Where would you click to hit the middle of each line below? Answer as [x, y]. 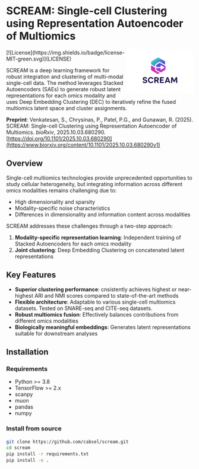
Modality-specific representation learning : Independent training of [98, 237]
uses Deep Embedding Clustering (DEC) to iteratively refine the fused [91, 101]
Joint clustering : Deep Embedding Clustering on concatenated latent [99, 250]
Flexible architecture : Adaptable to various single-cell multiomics [95, 302]
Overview [25, 163]
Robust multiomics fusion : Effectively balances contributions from [97, 314]
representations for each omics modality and [61, 95]
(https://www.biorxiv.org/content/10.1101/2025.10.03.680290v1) [83, 145]
